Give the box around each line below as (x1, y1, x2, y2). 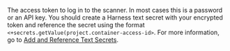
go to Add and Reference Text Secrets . (7, 36, 119, 44)
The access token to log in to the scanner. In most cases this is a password (7, 6, 223, 14)
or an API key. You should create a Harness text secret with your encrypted (7, 13, 223, 22)
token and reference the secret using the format (7, 21, 145, 29)
